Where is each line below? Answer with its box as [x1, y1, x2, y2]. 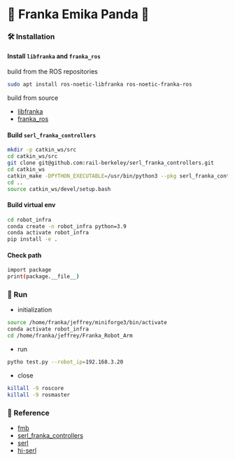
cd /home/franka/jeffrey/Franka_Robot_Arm [7, 333, 133, 340]
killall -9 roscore [7, 385, 64, 392]
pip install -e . [7, 236, 58, 243]
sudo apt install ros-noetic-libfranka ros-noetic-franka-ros [7, 81, 192, 88]
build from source [7, 94, 59, 102]
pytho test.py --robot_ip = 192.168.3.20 [7, 359, 124, 366]
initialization [17, 305, 52, 314]
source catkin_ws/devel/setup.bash [7, 185, 111, 192]
